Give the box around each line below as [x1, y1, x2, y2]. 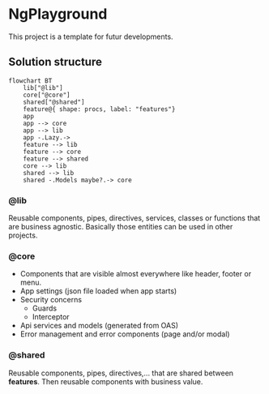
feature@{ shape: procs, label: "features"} [23, 105, 176, 113]
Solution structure [8, 55, 103, 69]
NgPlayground [8, 5, 108, 24]
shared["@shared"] [23, 98, 85, 106]
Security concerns [19, 295, 83, 305]
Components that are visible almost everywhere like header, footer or [19, 269, 252, 279]
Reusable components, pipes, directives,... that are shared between [8, 368, 233, 378]
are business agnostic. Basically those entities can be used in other [8, 222, 233, 232]
